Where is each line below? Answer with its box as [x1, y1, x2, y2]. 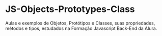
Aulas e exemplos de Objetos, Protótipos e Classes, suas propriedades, [5, 20, 155, 26]
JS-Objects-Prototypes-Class [5, 3, 135, 15]
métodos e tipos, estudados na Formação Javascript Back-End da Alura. [5, 25, 157, 31]
